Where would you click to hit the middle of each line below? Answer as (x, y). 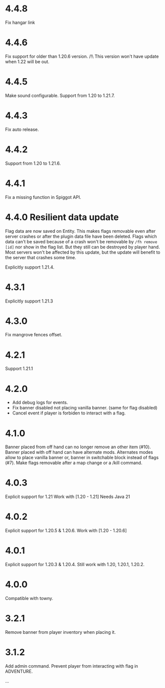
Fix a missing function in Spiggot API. (43, 197)
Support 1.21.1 (19, 369)
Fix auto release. (22, 129)
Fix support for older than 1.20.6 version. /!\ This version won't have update (82, 56)
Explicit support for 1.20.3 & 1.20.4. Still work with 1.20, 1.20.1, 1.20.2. (75, 565)
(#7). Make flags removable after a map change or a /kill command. (74, 463)
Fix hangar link (20, 22)
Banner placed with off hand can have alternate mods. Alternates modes (79, 452)
